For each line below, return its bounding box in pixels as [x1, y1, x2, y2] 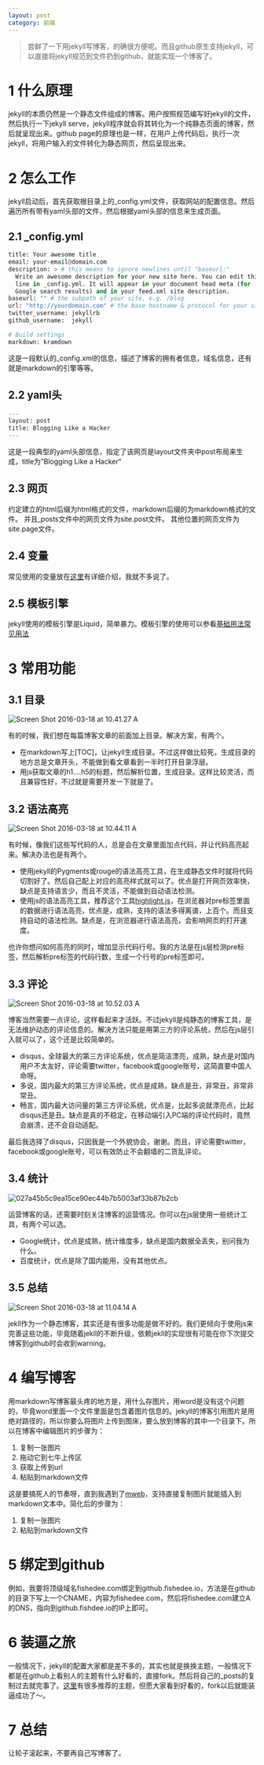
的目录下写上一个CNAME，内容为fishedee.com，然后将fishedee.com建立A [8, 1593, 251, 1602]
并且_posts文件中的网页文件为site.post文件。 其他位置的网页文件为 [23, 514, 240, 523]
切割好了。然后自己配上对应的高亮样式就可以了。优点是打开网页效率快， [19, 877, 254, 886]
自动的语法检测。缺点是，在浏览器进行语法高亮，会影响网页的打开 [26, 916, 240, 925]
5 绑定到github [8, 1556, 105, 1574]
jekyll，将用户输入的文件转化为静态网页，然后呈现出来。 [8, 138, 190, 148]
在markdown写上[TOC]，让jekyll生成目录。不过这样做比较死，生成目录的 [19, 748, 255, 757]
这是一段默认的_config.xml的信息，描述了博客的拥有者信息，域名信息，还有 [8, 353, 252, 363]
